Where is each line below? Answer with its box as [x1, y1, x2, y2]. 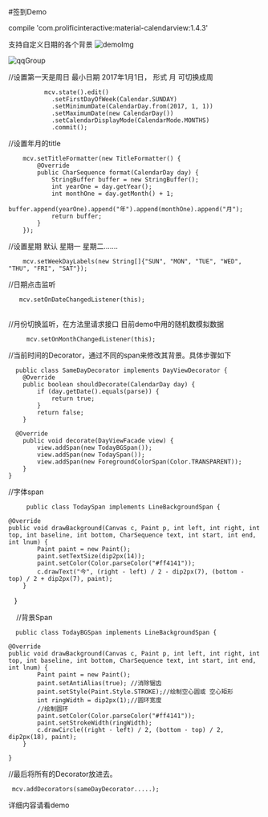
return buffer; [51, 212, 103, 220]
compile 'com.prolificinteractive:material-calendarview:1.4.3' [8, 23, 209, 32]
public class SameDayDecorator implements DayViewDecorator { [15, 366, 228, 374]
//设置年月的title [8, 139, 62, 148]
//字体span [8, 487, 44, 496]
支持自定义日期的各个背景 [8, 39, 93, 49]
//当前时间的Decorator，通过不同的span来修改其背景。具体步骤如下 [8, 350, 232, 360]
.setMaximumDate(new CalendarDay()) [51, 109, 174, 117]
